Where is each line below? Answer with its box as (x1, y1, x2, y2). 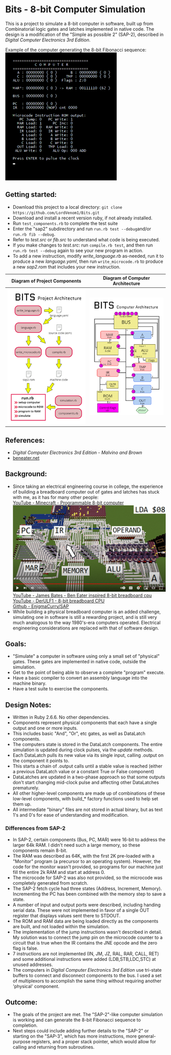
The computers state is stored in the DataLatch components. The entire (12, 742, 163, 748)
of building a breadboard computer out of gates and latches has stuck (12, 488, 160, 495)
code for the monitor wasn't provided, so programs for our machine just (12, 863, 163, 870)
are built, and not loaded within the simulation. (12, 923, 110, 929)
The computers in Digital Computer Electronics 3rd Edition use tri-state (12, 967, 162, 973)
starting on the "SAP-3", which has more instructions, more (12, 1033, 137, 1039)
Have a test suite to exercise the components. (12, 686, 109, 692)
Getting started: (5, 190, 57, 199)
